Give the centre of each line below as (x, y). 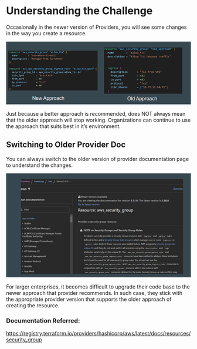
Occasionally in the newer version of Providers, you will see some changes (96, 27)
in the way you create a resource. (46, 33)
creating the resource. (33, 305)
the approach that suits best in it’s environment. (64, 126)
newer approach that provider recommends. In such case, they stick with (94, 293)
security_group (24, 340)
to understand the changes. (40, 165)
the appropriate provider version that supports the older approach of (89, 299)
